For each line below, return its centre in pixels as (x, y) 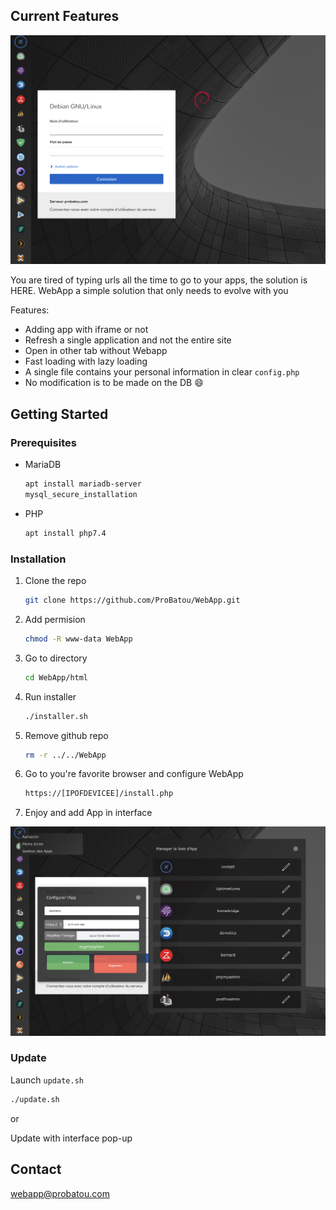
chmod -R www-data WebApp (78, 639)
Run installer (50, 696)
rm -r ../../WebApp (65, 755)
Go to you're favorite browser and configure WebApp (134, 774)
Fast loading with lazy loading (86, 361)
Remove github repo (66, 735)
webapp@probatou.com (60, 1193)
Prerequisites (43, 442)
